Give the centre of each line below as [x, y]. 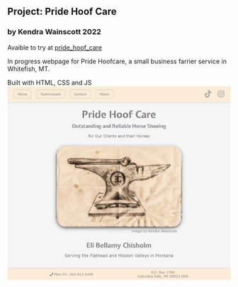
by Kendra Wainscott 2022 [54, 32]
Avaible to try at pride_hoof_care [55, 47]
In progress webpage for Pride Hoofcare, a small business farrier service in [117, 61]
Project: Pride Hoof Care [62, 12]
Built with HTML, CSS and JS [50, 82]
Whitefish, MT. [29, 69]
